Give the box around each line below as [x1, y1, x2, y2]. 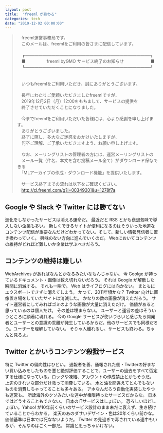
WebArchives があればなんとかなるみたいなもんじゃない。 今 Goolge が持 [5, 271, 153, 277]
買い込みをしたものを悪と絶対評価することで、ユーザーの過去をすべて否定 [9, 368, 158, 373]
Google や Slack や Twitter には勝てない [5, 203, 126, 211]
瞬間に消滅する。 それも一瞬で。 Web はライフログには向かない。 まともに [5, 283, 156, 289]
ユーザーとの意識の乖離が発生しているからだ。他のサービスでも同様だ [13, 320, 154, 325]
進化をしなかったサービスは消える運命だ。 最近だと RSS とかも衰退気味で [5, 217, 153, 223]
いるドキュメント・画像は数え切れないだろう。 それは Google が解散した [9, 277, 155, 282]
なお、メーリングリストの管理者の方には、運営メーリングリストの [21, 152, 154, 157]
